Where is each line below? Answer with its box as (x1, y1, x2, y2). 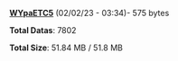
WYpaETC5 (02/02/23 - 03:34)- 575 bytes (9, 8, 170, 18)
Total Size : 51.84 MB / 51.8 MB (9, 42, 124, 53)
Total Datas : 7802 (9, 25, 77, 35)
